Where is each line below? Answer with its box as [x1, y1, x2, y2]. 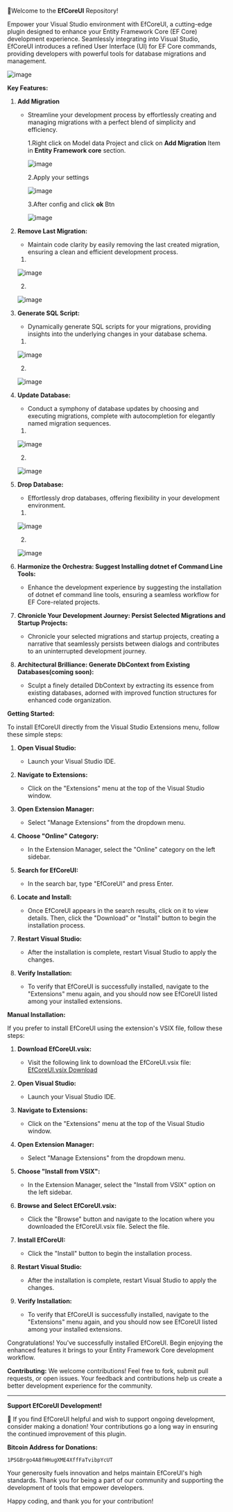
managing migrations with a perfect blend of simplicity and [27, 118, 196, 126]
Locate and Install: [17, 893, 72, 901]
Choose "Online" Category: [17, 832, 99, 840]
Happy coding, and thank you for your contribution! [7, 1497, 154, 1505]
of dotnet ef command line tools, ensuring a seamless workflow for [27, 591, 220, 598]
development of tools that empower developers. [7, 1484, 144, 1492]
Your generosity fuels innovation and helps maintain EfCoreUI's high [7, 1469, 202, 1477]
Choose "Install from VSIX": [17, 1167, 101, 1175]
